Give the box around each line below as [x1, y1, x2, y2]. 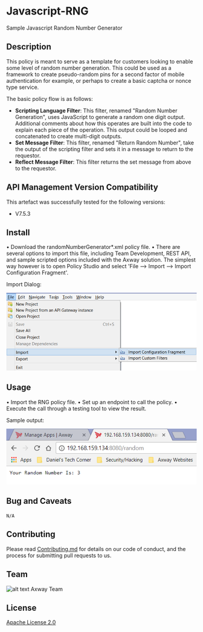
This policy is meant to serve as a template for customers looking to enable [6, 57, 193, 65]
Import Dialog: [6, 281, 42, 288]
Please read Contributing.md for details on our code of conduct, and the [6, 545, 186, 552]
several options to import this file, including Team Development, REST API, [6, 250, 192, 257]
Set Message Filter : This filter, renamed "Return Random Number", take [14, 139, 195, 146]
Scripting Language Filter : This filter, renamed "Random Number [14, 107, 178, 114]
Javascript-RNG [6, 4, 89, 18]
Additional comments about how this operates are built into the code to [14, 120, 192, 127]
